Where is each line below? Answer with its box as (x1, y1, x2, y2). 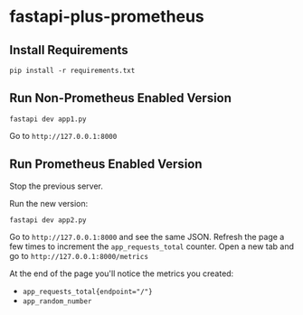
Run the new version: (9, 198, 89, 208)
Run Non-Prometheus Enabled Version (9, 90, 232, 106)
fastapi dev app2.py (9, 215, 88, 225)
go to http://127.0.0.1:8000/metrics (9, 250, 149, 261)
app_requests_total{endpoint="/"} (22, 287, 153, 296)
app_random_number (22, 296, 92, 306)
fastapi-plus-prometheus (9, 6, 205, 27)
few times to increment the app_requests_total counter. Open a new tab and (9, 241, 295, 252)
